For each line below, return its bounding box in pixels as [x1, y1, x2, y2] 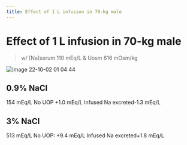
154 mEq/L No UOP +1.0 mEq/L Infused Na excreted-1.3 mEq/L [6, 99, 161, 106]
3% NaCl [6, 116, 40, 126]
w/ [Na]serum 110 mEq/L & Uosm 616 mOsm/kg [20, 54, 138, 61]
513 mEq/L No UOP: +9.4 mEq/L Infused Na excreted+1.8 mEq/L [6, 132, 165, 139]
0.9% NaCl [6, 83, 48, 93]
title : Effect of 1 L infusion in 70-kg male [6, 8, 122, 15]
